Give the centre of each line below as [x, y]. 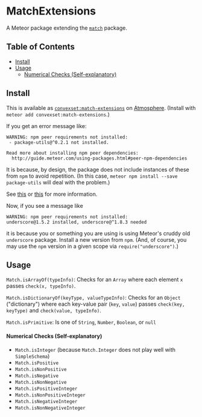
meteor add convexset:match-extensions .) [58, 114]
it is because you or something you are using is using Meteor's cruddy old [98, 233]
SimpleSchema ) [32, 356]
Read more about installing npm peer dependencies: [72, 153]
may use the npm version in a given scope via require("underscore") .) [93, 246]
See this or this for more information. [52, 194]
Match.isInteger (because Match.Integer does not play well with [95, 349]
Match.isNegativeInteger [46, 401]
